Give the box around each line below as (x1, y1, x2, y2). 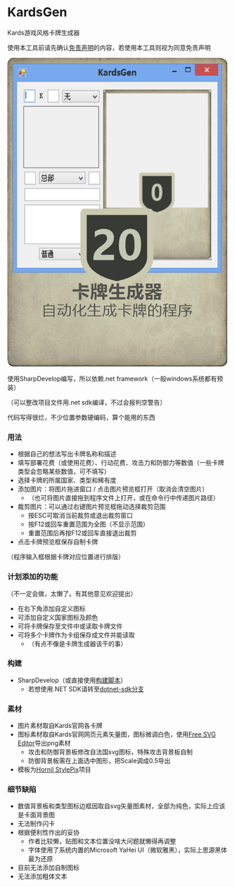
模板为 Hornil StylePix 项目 (17, 765, 91, 774)
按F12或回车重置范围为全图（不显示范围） (27, 520, 150, 528)
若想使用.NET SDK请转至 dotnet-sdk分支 (27, 684, 144, 693)
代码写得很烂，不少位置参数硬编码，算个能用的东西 (7, 413, 155, 421)
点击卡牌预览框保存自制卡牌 (17, 537, 99, 546)
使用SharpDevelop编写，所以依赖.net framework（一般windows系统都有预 (7, 374, 224, 383)
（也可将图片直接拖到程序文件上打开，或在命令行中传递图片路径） (27, 494, 220, 502)
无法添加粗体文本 (17, 872, 68, 881)
